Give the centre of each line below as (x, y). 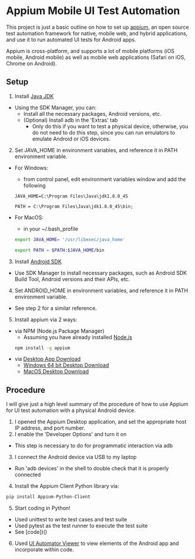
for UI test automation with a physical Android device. (71, 410)
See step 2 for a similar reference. (56, 308)
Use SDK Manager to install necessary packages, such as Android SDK (100, 273)
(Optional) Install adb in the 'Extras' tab (70, 120)
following (34, 185)
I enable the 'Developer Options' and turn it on (70, 434)
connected (28, 475)
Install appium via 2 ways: (46, 319)
